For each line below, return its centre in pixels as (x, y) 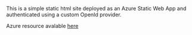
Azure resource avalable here (42, 26)
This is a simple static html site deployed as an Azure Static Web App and (96, 8)
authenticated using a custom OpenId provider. (64, 15)
